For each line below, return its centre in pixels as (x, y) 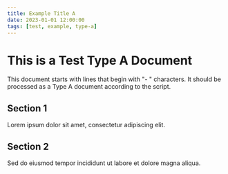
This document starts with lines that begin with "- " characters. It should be (114, 79)
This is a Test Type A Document (100, 60)
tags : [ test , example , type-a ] (52, 26)
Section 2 (28, 146)
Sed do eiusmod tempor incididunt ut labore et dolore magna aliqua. (104, 163)
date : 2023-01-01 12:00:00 (46, 20)
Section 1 (27, 108)
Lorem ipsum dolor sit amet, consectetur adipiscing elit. (86, 125)
